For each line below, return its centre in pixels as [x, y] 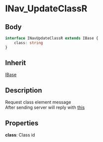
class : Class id [20, 135]
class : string [28, 43]
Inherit [16, 63]
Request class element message [38, 102]
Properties [22, 123]
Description [24, 90]
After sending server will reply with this [45, 107]
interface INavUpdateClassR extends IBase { [52, 38]
